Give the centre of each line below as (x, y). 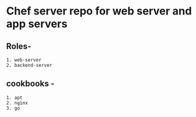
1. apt (14, 98)
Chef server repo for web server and (99, 11)
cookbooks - (31, 84)
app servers (37, 24)
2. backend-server (29, 65)
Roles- (19, 46)
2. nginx (17, 103)
